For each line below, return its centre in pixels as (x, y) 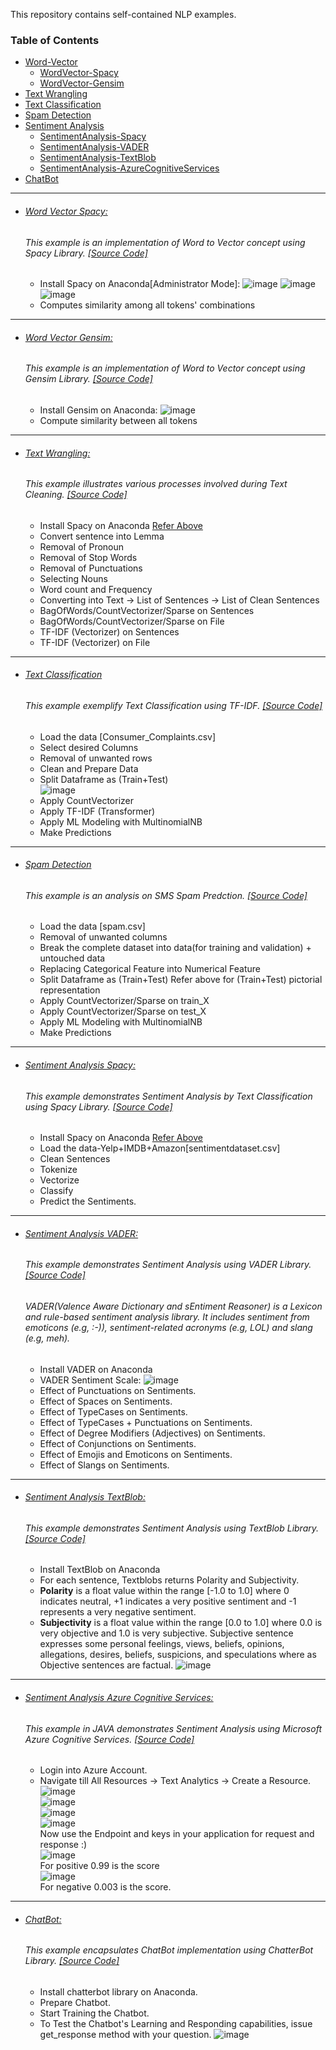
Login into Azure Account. (93, 1770)
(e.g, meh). (47, 1338)
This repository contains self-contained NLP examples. (123, 14)
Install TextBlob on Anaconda (100, 1570)
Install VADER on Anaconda (96, 1369)
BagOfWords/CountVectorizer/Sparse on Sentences (147, 610)
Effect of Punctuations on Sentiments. (118, 1390)
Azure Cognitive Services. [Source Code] (109, 1739)
